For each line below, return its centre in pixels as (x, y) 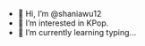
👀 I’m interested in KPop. (63, 23)
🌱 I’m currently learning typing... (77, 32)
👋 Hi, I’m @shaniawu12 (60, 14)
